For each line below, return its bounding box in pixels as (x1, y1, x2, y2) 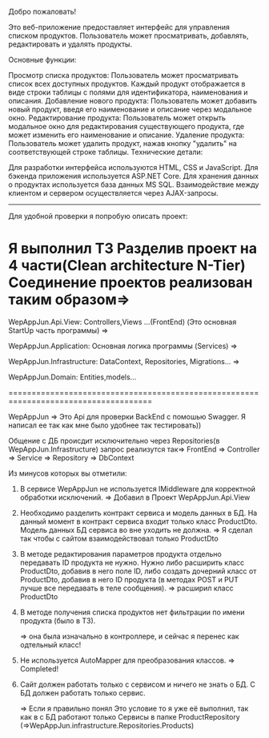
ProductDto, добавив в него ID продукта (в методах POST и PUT (19, 574, 239, 584)
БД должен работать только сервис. (19, 687, 146, 697)
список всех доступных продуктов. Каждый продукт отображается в (8, 79, 246, 88)
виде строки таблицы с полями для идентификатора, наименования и (8, 87, 248, 97)
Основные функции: (8, 55, 77, 64)
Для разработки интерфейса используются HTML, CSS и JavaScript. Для (8, 163, 259, 172)
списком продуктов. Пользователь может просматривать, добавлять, (8, 31, 249, 40)
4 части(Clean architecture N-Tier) (8, 257, 246, 275)
